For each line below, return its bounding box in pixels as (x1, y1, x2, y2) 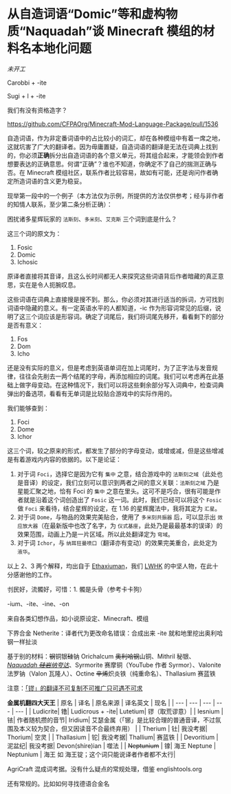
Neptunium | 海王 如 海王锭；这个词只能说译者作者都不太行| (7, 750, 176, 758)
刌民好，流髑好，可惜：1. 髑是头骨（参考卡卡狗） (7, 585, 146, 593)
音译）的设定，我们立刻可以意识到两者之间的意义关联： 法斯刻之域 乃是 (23, 478, 220, 486)
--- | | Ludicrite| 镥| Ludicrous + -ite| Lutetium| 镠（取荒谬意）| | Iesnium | (14, 707, 223, 716)
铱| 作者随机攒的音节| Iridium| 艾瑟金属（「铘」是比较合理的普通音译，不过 (7, 716, 215, 724)
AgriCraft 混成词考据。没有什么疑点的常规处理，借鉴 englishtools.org (7, 764, 203, 773)
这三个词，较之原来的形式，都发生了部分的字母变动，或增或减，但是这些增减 (7, 447, 224, 455)
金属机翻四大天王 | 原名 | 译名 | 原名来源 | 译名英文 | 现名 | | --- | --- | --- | (7, 698, 215, 707)
